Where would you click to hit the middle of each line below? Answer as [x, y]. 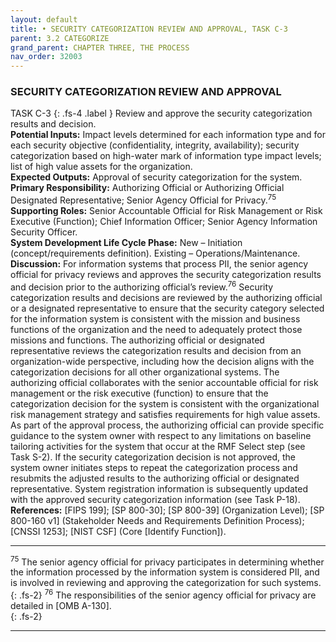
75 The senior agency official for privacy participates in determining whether [167, 561]
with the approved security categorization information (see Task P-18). [155, 499]
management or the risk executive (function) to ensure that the [139, 393]
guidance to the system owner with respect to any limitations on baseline [161, 435]
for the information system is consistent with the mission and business [155, 318]
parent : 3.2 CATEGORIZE [60, 38]
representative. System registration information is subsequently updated [159, 488]
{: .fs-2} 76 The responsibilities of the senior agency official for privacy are [163, 594]
